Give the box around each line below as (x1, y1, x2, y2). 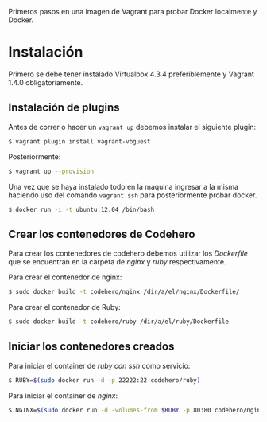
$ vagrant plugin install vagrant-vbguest (8, 137, 151, 146)
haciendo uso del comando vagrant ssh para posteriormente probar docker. (8, 190, 257, 200)
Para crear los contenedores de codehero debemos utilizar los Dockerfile (8, 248, 249, 258)
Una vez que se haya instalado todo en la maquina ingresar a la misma (8, 182, 239, 191)
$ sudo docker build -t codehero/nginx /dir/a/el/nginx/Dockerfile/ (8, 288, 240, 296)
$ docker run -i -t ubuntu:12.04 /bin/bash (8, 205, 155, 213)
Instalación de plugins (8, 101, 121, 115)
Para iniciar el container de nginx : (8, 390, 118, 401)
